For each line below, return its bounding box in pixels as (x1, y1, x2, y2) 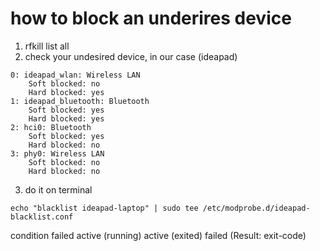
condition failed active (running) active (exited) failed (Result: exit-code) (10, 229, 307, 241)
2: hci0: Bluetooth (10, 122, 92, 132)
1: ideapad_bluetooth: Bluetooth (10, 96, 150, 106)
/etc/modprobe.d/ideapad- (202, 203, 311, 213)
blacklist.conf (10, 212, 74, 222)
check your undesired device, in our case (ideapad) (24, 50, 238, 62)
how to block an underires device (10, 7, 292, 30)
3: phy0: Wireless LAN (10, 148, 105, 159)
